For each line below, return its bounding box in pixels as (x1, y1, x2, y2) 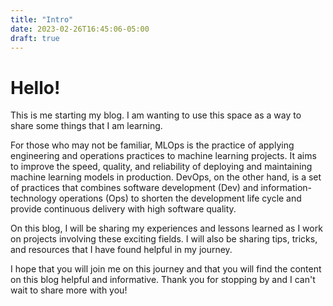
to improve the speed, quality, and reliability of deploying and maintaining (10, 161, 313, 173)
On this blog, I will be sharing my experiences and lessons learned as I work (10, 222, 323, 235)
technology (10, 192, 57, 205)
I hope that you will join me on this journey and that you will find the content (10, 263, 322, 275)
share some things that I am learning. (10, 120, 163, 132)
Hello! (10, 76, 61, 99)
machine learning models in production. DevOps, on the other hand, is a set (10, 171, 322, 183)
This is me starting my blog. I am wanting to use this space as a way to (10, 109, 302, 121)
